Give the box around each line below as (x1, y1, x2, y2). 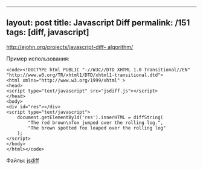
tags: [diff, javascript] (6, 27, 89, 38)
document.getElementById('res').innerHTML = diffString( (17, 114, 164, 120)
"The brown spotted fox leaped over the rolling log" (28, 125, 166, 131)
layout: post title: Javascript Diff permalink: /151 (6, 18, 190, 28)
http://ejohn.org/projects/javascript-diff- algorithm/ (6, 43, 134, 50)
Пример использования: (6, 55, 69, 62)
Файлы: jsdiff (6, 157, 39, 164)
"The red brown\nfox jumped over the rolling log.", (28, 119, 164, 126)
